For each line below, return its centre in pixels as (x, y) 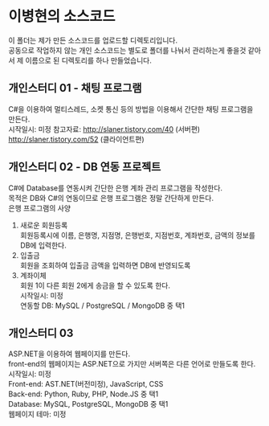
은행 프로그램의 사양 (39, 208)
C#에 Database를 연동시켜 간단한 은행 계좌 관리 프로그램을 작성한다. (116, 188)
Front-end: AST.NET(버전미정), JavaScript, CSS (86, 384)
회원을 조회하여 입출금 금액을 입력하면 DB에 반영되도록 (105, 265)
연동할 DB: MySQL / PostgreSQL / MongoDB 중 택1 (102, 305)
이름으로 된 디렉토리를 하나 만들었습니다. (89, 60)
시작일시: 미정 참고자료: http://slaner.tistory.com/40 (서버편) (104, 129)
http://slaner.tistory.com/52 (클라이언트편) (76, 139)
